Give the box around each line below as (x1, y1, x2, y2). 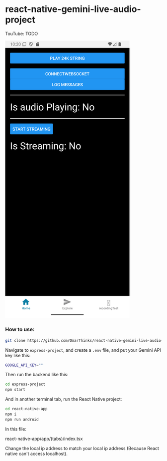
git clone (5, 338, 26, 343)
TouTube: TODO (5, 30, 38, 36)
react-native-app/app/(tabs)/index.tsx (5, 436, 83, 442)
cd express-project (5, 382, 46, 387)
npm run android (5, 417, 39, 422)
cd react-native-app (5, 407, 48, 412)
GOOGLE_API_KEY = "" (5, 363, 43, 368)
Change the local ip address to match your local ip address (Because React (5, 445, 159, 451)
